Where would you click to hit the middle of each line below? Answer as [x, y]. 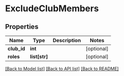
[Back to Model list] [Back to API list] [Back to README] [62, 69]
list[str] [39, 57]
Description [67, 40]
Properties [22, 27]
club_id [17, 49]
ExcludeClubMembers [52, 9]
